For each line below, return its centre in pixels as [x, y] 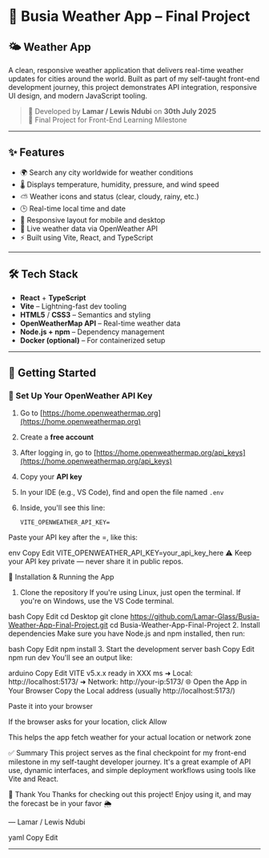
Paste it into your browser [51, 706]
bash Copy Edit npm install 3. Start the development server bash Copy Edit [131, 650]
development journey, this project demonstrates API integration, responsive [133, 87]
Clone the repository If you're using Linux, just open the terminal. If [130, 593]
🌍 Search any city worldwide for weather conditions [106, 172]
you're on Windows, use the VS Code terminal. [97, 601]
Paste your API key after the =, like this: [73, 537]
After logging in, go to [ [58, 453]
